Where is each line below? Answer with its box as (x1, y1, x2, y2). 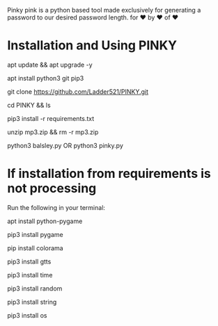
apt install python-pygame (7, 217, 83, 225)
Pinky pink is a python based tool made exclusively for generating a (7, 6, 201, 14)
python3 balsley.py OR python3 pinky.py (7, 141, 124, 149)
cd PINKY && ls (7, 101, 51, 109)
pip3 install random (7, 284, 63, 293)
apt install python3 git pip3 (7, 74, 84, 82)
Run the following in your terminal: (7, 203, 106, 211)
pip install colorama (7, 243, 64, 252)
